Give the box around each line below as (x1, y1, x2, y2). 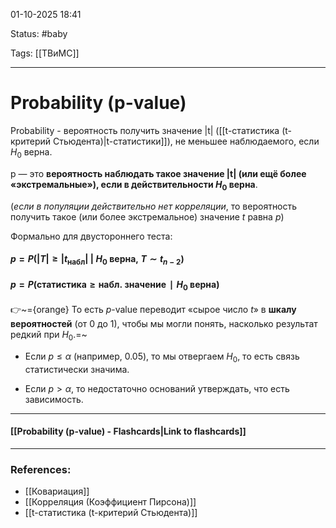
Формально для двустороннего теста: (10, 230, 173, 242)
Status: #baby (10, 28, 68, 39)
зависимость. (24, 393, 84, 405)
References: (10, 462, 72, 476)
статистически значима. (24, 363, 130, 375)
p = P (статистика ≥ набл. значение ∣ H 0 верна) (10, 278, 220, 293)
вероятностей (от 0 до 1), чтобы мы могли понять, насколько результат (10, 317, 318, 329)
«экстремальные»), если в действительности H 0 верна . (10, 178, 258, 193)
